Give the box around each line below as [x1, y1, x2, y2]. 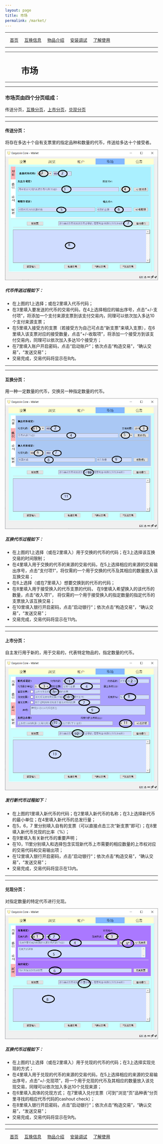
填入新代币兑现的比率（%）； [12, 829, 70, 835]
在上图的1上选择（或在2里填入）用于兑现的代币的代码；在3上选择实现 [12, 1060, 151, 1066]
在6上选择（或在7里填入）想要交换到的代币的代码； [12, 580, 115, 586]
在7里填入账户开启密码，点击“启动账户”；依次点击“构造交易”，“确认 [12, 343, 147, 349]
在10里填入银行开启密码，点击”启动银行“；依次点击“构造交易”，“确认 [12, 604, 149, 610]
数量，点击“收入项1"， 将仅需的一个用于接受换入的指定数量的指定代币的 [12, 592, 155, 598]
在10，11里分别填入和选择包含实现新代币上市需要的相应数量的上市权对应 [12, 841, 156, 847]
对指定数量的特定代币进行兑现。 [5, 898, 69, 904]
